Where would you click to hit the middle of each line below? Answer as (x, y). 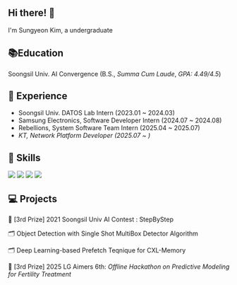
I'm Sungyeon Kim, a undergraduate (61, 30)
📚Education (36, 53)
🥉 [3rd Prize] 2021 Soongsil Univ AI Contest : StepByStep (91, 219)
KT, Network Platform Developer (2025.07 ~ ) (84, 136)
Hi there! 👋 (32, 13)
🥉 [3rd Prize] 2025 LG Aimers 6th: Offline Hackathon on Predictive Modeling (119, 267)
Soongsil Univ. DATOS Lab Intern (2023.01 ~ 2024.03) (97, 113)
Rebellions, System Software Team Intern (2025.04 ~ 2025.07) (109, 128)
